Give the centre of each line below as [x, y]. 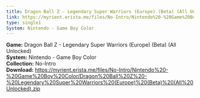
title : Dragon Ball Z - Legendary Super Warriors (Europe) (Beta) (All [97, 12]
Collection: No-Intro [31, 64]
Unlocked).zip [23, 89]
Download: [20, 70]
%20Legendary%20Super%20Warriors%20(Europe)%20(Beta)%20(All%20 [100, 83]
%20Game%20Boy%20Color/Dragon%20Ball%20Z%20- [77, 76]
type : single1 [24, 22]
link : [13, 17]
